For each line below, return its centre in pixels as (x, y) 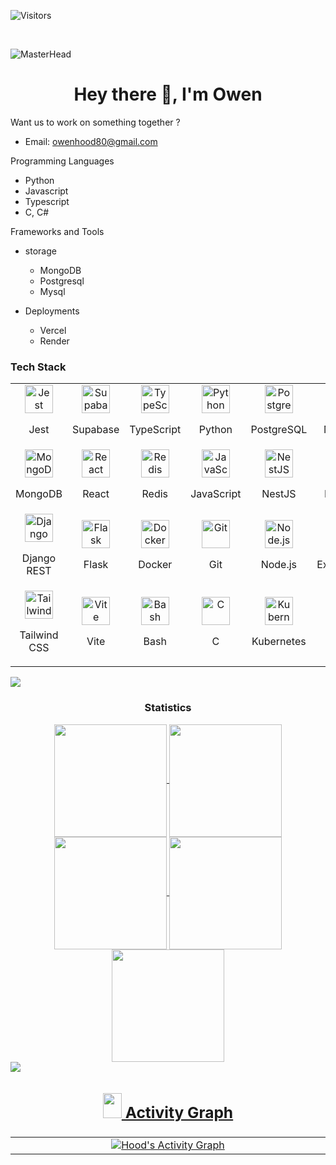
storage (40, 251)
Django (39, 558)
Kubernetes (279, 642)
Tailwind (39, 635)
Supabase (95, 430)
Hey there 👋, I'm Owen (168, 94)
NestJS (279, 494)
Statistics (168, 708)
